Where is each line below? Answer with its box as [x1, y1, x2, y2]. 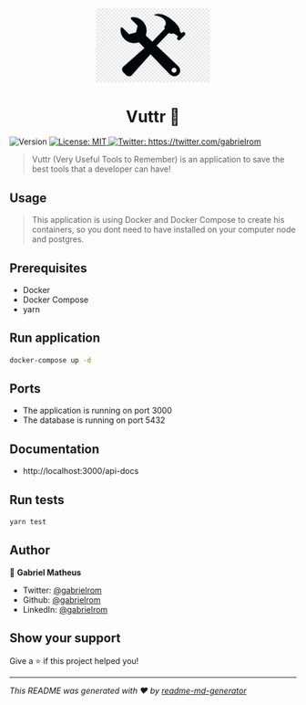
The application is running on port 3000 [22, 405, 173, 416]
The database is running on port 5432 [22, 415, 166, 426]
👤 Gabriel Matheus [9, 566, 82, 578]
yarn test [9, 518, 47, 527]
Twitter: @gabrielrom [22, 584, 102, 595]
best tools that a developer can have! [31, 163, 171, 174]
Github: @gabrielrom [22, 594, 101, 605]
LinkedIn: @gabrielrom [22, 604, 108, 615]
